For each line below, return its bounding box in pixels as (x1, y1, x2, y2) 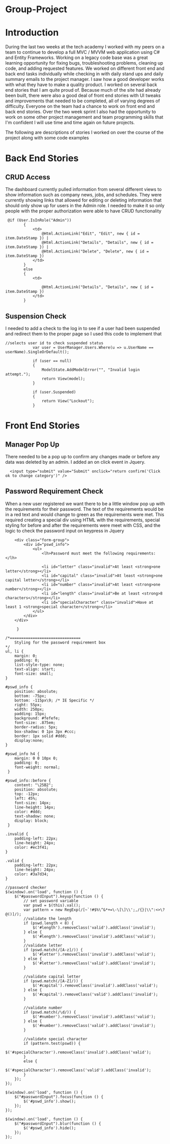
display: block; (14, 818, 49, 823)
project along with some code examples (5, 135, 89, 141)
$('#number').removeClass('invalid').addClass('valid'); (32, 1014, 156, 1019)
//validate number (23, 1005, 63, 1010)
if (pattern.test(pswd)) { (23, 1041, 81, 1046)
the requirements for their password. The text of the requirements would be (5, 506, 164, 512)
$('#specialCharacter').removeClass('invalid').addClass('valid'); (5, 1050, 152, 1055)
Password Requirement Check (5, 487, 103, 496)
